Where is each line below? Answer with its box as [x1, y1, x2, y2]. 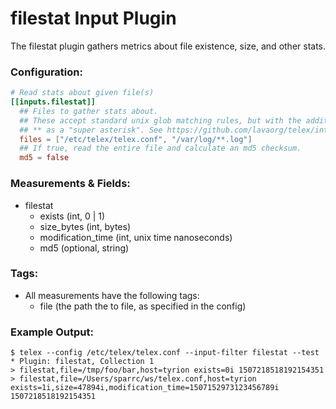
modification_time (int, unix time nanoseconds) [39, 231, 233, 243]
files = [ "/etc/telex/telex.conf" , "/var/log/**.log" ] [19, 134, 253, 144]
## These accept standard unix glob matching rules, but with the [19, 115, 302, 126]
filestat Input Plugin [10, 7, 177, 30]
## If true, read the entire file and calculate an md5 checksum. [19, 143, 302, 154]
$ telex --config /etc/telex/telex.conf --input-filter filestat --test [10, 348, 320, 358]
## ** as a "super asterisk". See [19, 125, 163, 135]
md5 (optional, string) [39, 242, 130, 254]
